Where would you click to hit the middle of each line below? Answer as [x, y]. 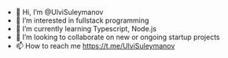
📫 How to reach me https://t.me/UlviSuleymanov [95, 46]
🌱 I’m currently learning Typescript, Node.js [86, 29]
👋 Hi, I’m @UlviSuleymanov [59, 12]
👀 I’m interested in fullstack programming [82, 20]
